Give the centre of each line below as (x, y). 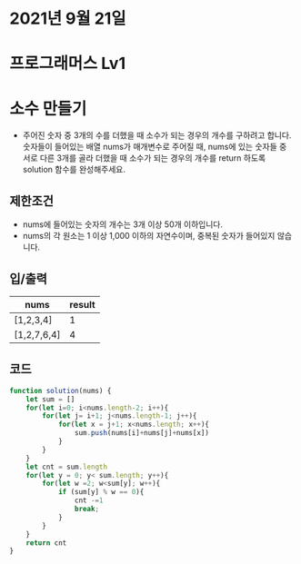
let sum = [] (50, 399)
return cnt (46, 543)
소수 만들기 (48, 109)
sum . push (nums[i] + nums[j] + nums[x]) (141, 433)
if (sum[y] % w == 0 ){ (101, 492)
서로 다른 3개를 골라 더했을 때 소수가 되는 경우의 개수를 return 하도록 (144, 158)
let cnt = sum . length (66, 467)
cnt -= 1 (89, 500)
